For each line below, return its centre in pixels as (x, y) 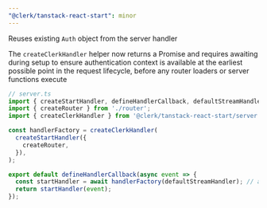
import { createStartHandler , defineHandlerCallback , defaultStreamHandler (136, 101)
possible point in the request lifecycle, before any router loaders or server (129, 71)
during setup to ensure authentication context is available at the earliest (126, 62)
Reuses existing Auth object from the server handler (93, 38)
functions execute (38, 79)
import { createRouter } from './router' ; (79, 108)
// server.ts (30, 94)
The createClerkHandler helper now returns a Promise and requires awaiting (133, 53)
